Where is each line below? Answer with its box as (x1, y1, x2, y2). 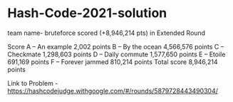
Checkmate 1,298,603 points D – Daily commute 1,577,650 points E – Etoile (7, 50, 226, 58)
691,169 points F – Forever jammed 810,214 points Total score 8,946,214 (7, 57, 218, 66)
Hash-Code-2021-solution (7, 5, 167, 21)
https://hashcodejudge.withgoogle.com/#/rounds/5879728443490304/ (7, 86, 219, 95)
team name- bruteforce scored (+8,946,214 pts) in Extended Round (7, 29, 205, 37)
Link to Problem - (7, 78, 58, 87)
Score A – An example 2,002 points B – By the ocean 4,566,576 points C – (7, 42, 224, 51)
